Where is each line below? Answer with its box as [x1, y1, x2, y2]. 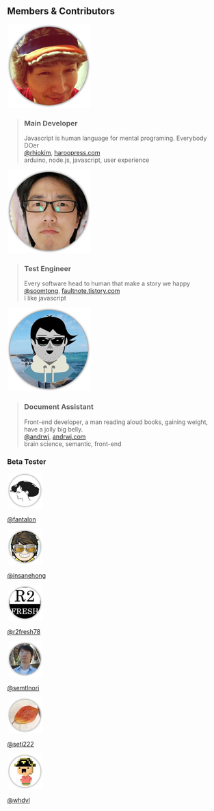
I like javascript [23, 294, 66, 303]
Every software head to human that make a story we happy [23, 279, 190, 287]
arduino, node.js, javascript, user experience [23, 156, 150, 164]
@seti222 [7, 740, 34, 748]
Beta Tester [7, 456, 46, 466]
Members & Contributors [7, 5, 115, 17]
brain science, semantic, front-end [23, 439, 122, 448]
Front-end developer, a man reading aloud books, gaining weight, [23, 418, 209, 426]
